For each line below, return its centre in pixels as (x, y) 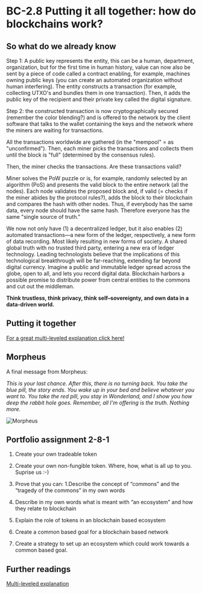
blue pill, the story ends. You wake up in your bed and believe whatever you (100, 390)
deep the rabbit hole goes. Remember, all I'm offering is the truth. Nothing (98, 403)
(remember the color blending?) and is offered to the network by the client (99, 117)
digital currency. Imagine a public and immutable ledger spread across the (99, 267)
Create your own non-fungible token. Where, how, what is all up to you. (103, 466)
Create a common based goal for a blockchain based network (92, 532)
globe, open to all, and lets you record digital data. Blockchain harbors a (96, 274)
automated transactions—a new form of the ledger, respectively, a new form (101, 235)
